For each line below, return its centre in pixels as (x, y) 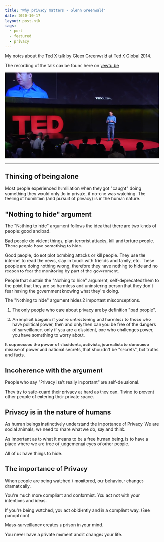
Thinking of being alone (42, 176)
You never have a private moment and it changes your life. (64, 534)
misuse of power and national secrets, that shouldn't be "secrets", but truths (82, 350)
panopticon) (17, 515)
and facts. (15, 355)
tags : (10, 26)
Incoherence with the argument (54, 370)
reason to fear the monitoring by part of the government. (62, 271)
